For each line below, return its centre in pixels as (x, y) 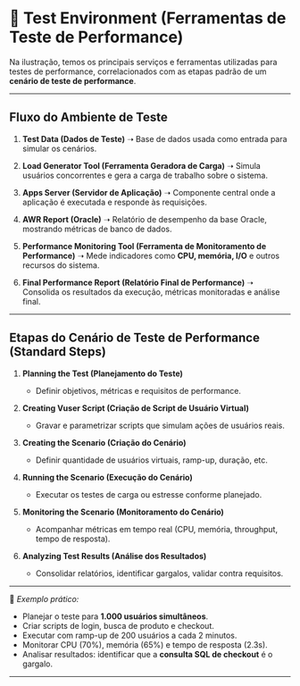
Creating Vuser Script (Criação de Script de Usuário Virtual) (136, 408)
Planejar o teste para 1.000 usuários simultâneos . (115, 616)
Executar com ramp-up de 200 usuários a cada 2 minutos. (129, 635)
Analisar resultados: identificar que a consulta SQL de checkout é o (147, 654)
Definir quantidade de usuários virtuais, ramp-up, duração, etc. (151, 460)
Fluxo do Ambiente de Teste (88, 117)
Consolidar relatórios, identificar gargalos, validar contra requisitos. (159, 573)
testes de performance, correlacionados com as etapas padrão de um (138, 71)
